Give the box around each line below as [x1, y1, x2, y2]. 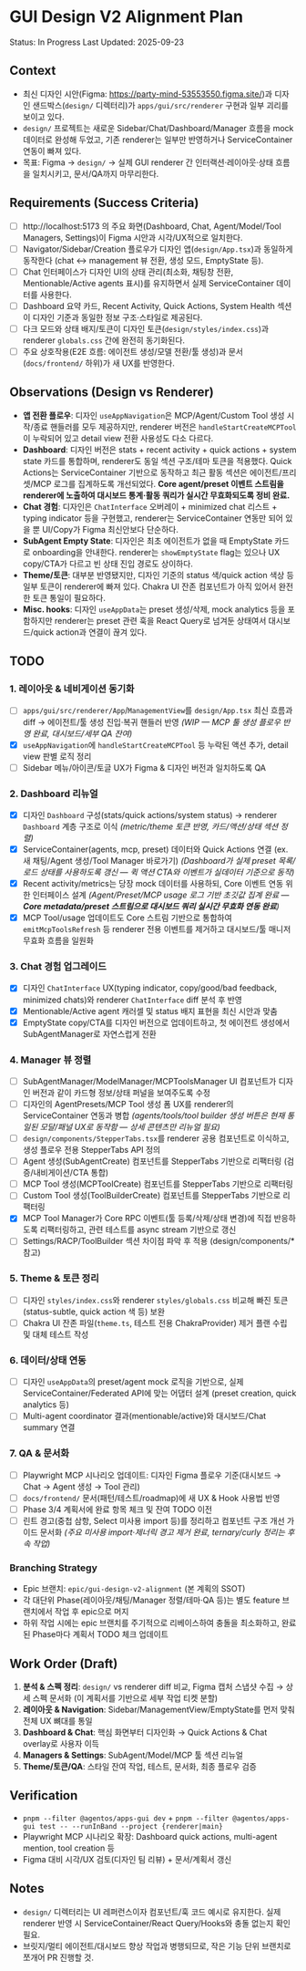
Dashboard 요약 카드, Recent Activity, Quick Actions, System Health [22, 300, 275, 311]
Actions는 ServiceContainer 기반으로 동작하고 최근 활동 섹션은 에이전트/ [22, 467, 282, 478]
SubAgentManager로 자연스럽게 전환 [22, 1028, 157, 1039]
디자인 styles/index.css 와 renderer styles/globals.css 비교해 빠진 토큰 [22, 1294, 289, 1305]
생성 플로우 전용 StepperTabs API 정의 [22, 1145, 161, 1156]
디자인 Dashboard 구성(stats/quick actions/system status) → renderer [22, 809, 278, 820]
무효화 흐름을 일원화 [22, 935, 94, 946]
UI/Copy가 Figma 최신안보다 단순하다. [42, 524, 179, 534]
